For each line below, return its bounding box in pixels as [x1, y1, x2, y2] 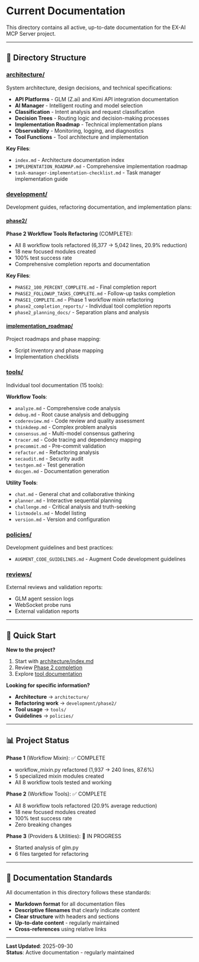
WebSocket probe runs [14, 602, 71, 609]
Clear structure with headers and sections [14, 913, 120, 920]
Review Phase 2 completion [14, 664, 83, 671]
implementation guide [14, 175, 68, 182]
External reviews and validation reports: [6, 584, 103, 591]
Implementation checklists [14, 353, 79, 360]
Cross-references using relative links [14, 925, 107, 932]
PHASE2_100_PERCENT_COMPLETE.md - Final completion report [14, 283, 157, 291]
